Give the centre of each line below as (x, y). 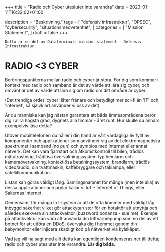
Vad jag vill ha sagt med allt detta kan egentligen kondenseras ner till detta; (82, 239)
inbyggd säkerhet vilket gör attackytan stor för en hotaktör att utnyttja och (81, 208)
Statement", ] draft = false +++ (37, 33)
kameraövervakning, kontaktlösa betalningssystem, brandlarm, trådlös (78, 162)
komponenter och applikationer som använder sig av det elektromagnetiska (83, 140)
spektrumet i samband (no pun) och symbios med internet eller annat (76, 146)
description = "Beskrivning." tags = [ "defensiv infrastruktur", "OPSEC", (78, 22)
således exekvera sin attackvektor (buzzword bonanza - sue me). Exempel (82, 213)
